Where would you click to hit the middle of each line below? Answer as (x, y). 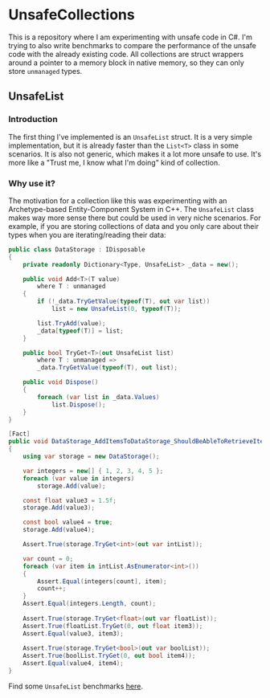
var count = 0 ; (48, 559)
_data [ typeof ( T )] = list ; (81, 331)
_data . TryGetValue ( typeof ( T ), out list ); (108, 368)
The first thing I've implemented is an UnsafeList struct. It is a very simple (131, 137)
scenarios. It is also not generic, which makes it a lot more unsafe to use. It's (135, 153)
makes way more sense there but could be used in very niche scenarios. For (135, 218)
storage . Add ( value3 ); (59, 508)
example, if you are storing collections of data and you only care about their (134, 226)
